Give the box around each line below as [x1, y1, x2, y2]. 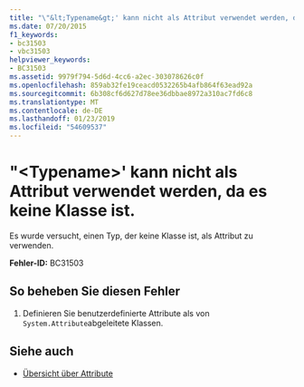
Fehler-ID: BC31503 [9, 257, 84, 268]
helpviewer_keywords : [9, 55, 91, 64]
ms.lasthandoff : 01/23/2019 [9, 114, 116, 123]
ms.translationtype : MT [9, 97, 100, 107]
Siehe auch [9, 343, 74, 359]
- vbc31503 [9, 47, 51, 56]
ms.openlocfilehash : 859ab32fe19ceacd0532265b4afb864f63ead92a [9, 81, 253, 90]
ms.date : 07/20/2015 [9, 22, 88, 31]
